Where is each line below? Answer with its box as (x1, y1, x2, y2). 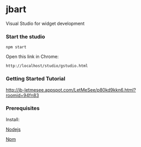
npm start (6, 45, 27, 50)
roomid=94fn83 (6, 92, 39, 98)
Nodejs (6, 126, 21, 132)
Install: (6, 116, 20, 123)
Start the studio (6, 33, 45, 40)
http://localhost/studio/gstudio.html (6, 64, 88, 69)
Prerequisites (6, 105, 40, 112)
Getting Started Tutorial (6, 75, 66, 82)
